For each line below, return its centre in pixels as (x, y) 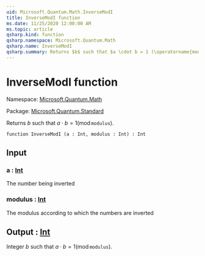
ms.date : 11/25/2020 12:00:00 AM (49, 23)
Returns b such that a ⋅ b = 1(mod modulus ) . (60, 122)
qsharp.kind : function (35, 35)
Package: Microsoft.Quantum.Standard (55, 111)
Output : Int (28, 232)
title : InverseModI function (43, 18)
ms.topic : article (30, 29)
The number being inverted (41, 184)
